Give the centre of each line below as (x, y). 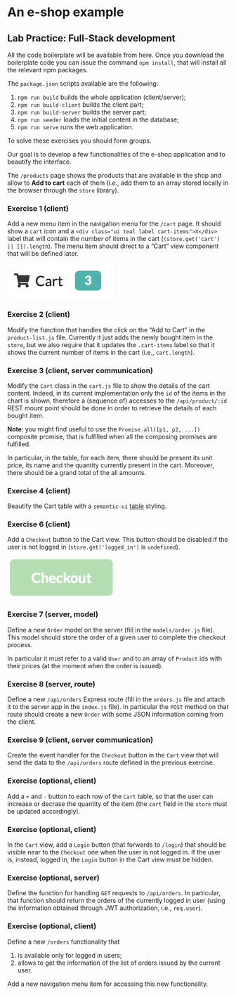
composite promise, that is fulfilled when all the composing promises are (112, 436)
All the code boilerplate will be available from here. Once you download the (116, 55)
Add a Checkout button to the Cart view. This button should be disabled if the (118, 540)
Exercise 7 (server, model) (53, 614)
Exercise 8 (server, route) (52, 684)
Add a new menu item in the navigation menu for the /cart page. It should (114, 224)
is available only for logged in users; (70, 955)
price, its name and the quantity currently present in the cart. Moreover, (111, 465)
